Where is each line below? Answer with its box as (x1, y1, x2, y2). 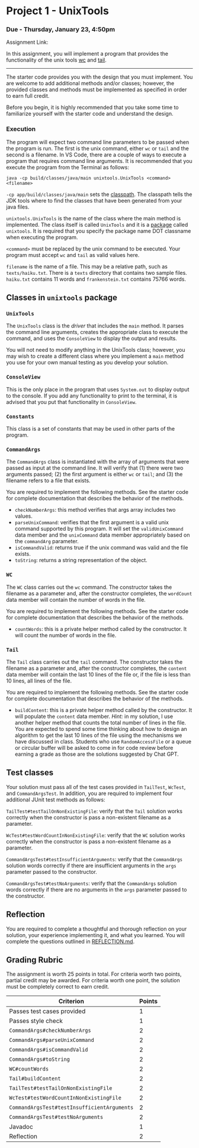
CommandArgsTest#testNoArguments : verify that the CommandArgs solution (6, 880, 177, 887)
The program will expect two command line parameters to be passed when (6, 138, 190, 146)
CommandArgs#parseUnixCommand (9, 1037, 95, 1044)
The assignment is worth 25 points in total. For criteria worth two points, (6, 970, 182, 978)
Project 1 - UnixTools (6, 4, 110, 18)
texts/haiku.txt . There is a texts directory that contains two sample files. (6, 269, 188, 276)
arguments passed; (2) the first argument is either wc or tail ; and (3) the (6, 471, 183, 478)
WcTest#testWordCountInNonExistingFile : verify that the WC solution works (6, 831, 185, 839)
